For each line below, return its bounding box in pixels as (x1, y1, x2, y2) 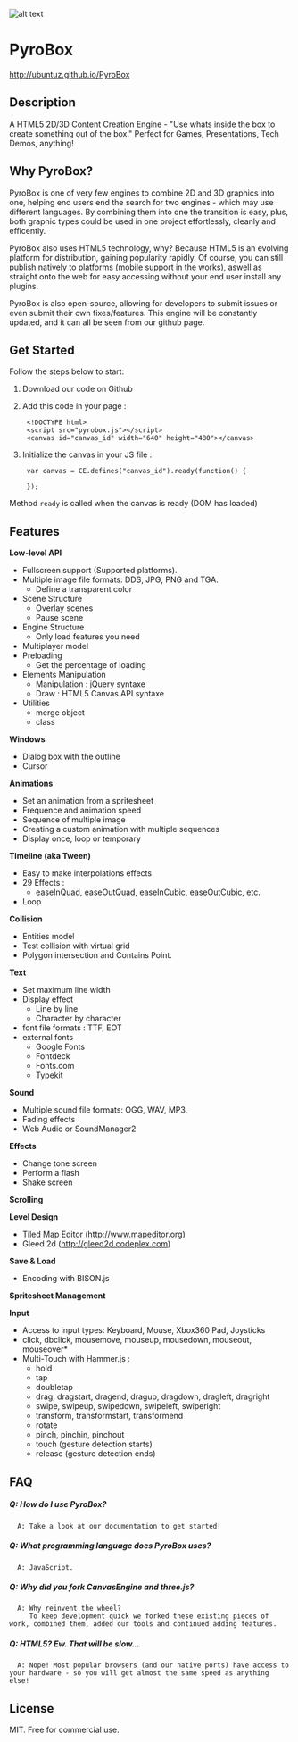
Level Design (9, 1212, 59, 1222)
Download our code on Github (21, 384, 134, 395)
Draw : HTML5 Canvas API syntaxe (35, 688, 165, 699)
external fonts (21, 1032, 74, 1043)
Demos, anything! (9, 138, 74, 148)
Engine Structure (21, 621, 85, 633)
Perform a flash (21, 1168, 80, 1179)
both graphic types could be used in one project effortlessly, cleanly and (9, 215, 277, 227)
